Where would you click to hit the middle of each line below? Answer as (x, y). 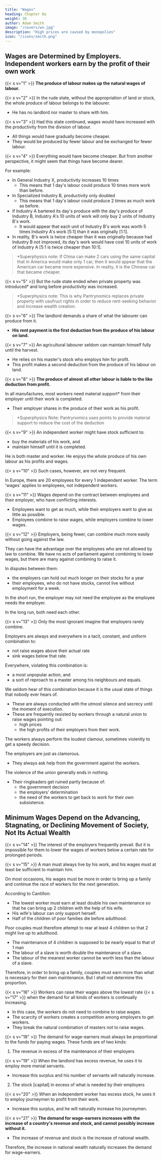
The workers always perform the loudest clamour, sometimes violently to (78, 739)
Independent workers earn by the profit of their (78, 64)
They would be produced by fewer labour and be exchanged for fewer (82, 141)
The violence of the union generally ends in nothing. (57, 772)
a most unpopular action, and (41, 674)
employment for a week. (36, 588)
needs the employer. (25, 603)
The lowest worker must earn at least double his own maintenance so (81, 903)
